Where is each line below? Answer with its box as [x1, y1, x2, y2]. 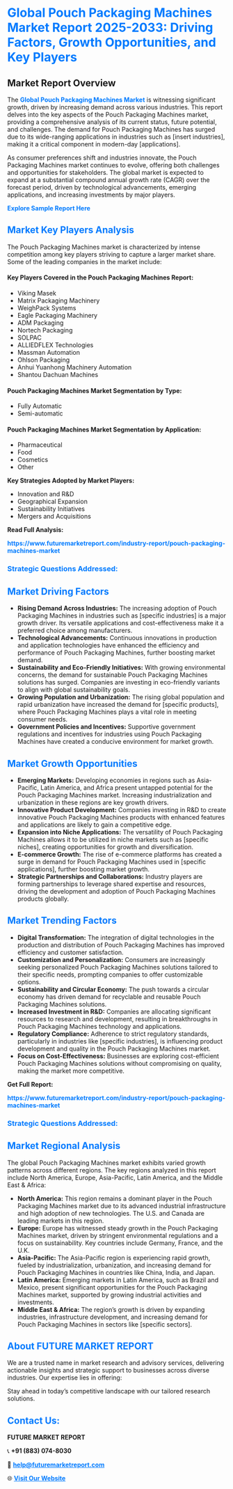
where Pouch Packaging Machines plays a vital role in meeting [17, 708, 197, 716]
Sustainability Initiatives [17, 505, 86, 513]
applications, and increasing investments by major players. [7, 190, 175, 199]
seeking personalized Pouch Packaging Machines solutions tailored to [17, 963, 218, 971]
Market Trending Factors [7, 915, 117, 926]
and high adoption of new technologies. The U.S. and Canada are [17, 1209, 205, 1217]
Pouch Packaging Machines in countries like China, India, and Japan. [17, 1268, 216, 1276]
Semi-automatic [17, 409, 64, 418]
